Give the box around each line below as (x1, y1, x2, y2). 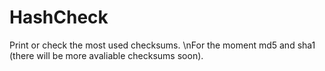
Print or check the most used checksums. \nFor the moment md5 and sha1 (9, 39, 316, 51)
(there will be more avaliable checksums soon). (9, 49, 204, 61)
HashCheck (9, 6, 109, 29)
